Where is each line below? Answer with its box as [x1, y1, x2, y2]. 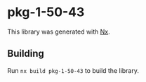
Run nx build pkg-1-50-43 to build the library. [7, 66, 139, 74]
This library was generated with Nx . [7, 27, 110, 36]
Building [7, 48, 44, 60]
